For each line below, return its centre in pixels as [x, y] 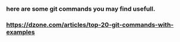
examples [20, 32]
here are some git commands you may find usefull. [81, 9]
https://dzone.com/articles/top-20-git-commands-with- [90, 24]
